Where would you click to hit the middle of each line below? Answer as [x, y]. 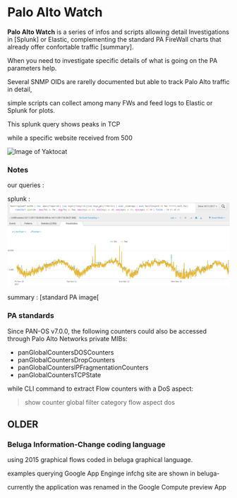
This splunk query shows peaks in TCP [64, 124]
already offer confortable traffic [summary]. [71, 47]
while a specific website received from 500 [70, 138]
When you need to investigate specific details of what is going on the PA [113, 60]
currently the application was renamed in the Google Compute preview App [117, 487]
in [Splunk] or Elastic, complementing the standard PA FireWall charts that [114, 39]
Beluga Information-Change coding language [86, 444]
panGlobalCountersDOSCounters [66, 352]
